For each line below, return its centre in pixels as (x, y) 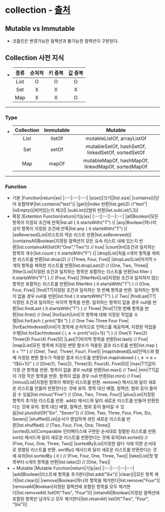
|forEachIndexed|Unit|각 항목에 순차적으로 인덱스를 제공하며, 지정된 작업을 (84, 327)
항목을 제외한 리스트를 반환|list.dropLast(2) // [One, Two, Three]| (85, 265)
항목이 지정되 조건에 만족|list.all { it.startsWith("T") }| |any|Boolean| (78, 223)
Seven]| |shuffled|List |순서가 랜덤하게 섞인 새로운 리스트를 (69, 419)
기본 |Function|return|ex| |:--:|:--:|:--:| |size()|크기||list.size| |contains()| (84, 198)
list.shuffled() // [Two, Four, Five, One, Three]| (64, 425)
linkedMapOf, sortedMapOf (116, 167)
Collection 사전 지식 (35, 58)
